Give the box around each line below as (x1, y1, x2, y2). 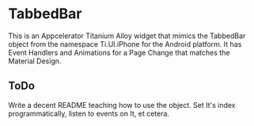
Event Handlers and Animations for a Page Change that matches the (8, 48, 230, 57)
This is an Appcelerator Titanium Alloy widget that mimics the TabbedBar (8, 31, 246, 40)
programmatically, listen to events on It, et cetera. (8, 109, 170, 118)
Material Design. (8, 56, 62, 66)
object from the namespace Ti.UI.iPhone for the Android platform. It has (8, 39, 242, 48)
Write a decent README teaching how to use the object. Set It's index (8, 100, 236, 109)
